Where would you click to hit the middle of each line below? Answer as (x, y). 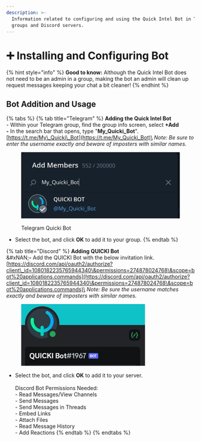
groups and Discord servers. (48, 25)
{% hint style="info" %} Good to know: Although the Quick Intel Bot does (96, 72)
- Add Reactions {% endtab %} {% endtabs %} (73, 433)
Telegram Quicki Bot (46, 228)
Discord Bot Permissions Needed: (57, 388)
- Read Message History (45, 426)
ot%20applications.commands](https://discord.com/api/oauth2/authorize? (98, 277)
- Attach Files (31, 420)
